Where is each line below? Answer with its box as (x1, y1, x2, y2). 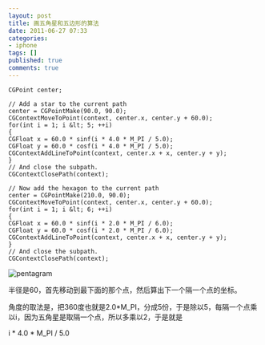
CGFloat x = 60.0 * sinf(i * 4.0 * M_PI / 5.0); (8, 135, 174, 143)
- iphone (8, 42, 38, 50)
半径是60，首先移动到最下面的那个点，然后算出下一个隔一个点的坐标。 (8, 285, 242, 294)
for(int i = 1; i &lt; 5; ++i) (8, 121, 113, 129)
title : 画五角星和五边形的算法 (8, 19, 99, 27)
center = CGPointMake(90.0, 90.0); (8, 107, 127, 115)
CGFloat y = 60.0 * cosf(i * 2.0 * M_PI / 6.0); (8, 226, 174, 234)
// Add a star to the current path (8, 99, 127, 108)
